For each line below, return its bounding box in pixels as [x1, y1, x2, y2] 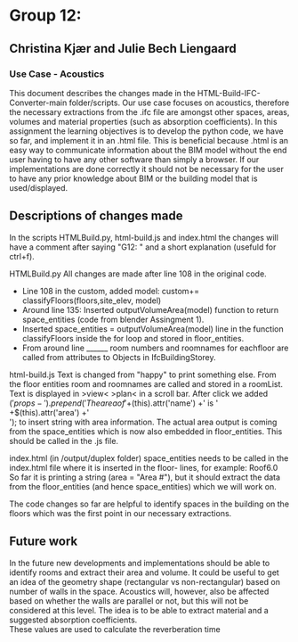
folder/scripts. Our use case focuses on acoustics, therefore [68, 97, 290, 108]
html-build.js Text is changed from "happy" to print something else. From [9, 369, 278, 380]
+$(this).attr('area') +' [9, 407, 90, 417]
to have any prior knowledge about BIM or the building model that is [9, 173, 258, 184]
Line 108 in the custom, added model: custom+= [21, 285, 200, 296]
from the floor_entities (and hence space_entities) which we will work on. [9, 481, 278, 491]
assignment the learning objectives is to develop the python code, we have [9, 126, 285, 136]
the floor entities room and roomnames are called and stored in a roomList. [9, 378, 283, 389]
